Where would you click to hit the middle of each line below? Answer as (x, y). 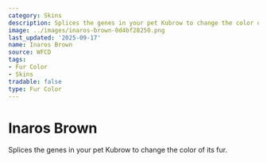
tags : (17, 60)
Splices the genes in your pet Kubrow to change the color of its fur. (118, 150)
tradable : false (35, 81)
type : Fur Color (35, 89)
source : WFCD (30, 52)
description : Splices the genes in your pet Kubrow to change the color (131, 23)
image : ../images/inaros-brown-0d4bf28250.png (87, 30)
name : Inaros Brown (41, 45)
